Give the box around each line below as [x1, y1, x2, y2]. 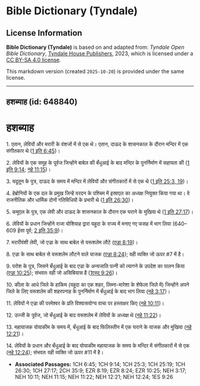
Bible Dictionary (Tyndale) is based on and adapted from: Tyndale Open [6, 43, 185, 51]
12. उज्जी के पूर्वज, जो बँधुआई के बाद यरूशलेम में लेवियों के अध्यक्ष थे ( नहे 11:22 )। [6, 312, 162, 319]
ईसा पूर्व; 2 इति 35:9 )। [17, 227, 64, 234]
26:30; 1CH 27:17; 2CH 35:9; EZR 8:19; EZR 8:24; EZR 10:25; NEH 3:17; [14, 367, 187, 374]
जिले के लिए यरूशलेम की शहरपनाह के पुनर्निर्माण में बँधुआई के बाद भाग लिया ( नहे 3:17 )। [6, 288, 171, 295]
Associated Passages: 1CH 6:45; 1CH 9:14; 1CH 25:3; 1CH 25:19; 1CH [14, 361, 186, 368]
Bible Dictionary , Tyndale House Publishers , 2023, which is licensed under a [6, 50, 193, 57]
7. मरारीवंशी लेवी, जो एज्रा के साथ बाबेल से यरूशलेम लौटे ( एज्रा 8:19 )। [6, 239, 138, 246]
